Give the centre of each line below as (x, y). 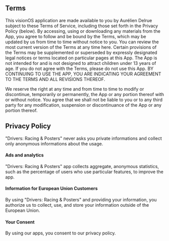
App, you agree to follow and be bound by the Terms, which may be (76, 36)
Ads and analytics (24, 155)
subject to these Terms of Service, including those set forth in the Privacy (82, 26)
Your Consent (20, 222)
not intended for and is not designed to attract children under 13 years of (81, 63)
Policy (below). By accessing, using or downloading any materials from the (83, 31)
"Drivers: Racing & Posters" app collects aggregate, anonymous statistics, (82, 166)
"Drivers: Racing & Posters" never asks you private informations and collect (84, 138)
